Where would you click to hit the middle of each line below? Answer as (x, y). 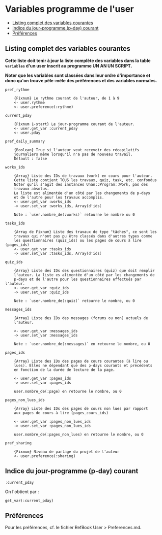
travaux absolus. (32, 189)
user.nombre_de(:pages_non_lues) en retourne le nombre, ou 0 (79, 435)
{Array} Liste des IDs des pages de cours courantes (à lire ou (81, 361)
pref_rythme (17, 90)
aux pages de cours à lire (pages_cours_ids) (61, 413)
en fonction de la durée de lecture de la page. (65, 370)
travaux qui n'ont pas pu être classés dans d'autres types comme (83, 236)
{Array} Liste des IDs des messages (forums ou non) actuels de (81, 318)
